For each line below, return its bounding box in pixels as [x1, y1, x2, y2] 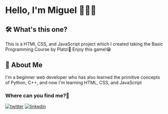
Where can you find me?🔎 [5, 92, 69, 99]
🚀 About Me [5, 61, 43, 69]
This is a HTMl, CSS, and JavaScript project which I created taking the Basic [5, 41, 163, 47]
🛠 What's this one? [5, 25, 68, 34]
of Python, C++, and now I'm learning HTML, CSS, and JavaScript [5, 79, 142, 85]
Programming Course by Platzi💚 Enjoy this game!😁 [5, 46, 112, 52]
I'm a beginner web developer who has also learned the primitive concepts [5, 74, 160, 80]
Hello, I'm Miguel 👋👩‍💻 [5, 5, 97, 16]
